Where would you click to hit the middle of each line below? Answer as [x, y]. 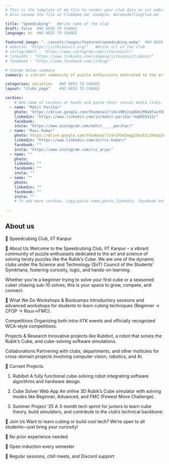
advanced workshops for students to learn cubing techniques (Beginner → [82, 305]
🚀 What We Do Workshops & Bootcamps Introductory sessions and [75, 300]
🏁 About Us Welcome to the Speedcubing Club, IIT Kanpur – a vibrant [77, 248]
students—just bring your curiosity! [42, 427]
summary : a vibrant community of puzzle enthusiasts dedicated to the [81, 75]
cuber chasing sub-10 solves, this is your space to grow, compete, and [78, 285]
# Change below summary [30, 70]
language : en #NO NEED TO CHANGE [41, 33]
